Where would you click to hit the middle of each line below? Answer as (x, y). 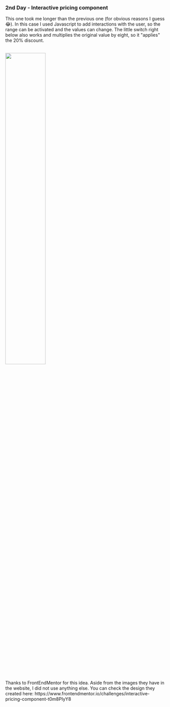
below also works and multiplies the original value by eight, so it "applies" (83, 35)
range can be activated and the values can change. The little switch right (82, 30)
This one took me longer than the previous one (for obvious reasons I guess (85, 19)
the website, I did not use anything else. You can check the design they (80, 688)
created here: (19, 694)
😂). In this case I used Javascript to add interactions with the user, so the (83, 24)
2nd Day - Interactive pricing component (57, 8)
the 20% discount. (25, 40)
